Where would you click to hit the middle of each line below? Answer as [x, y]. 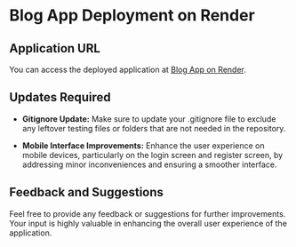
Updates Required [60, 97]
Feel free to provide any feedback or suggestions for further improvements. [148, 213]
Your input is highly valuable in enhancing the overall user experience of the [148, 223]
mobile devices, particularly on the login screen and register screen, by [152, 155]
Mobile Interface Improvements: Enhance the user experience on [143, 145]
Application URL [55, 48]
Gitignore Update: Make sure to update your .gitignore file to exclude [149, 119]
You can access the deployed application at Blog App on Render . [128, 69]
